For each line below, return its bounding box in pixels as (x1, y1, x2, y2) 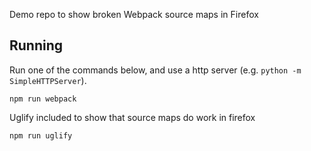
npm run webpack (9, 94, 77, 104)
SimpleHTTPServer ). (9, 74, 87, 86)
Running (9, 37, 64, 54)
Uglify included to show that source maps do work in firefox (9, 111, 256, 123)
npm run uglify (9, 130, 73, 141)
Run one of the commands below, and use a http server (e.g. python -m (9, 64, 302, 76)
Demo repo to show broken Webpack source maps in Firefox (9, 9, 259, 20)
